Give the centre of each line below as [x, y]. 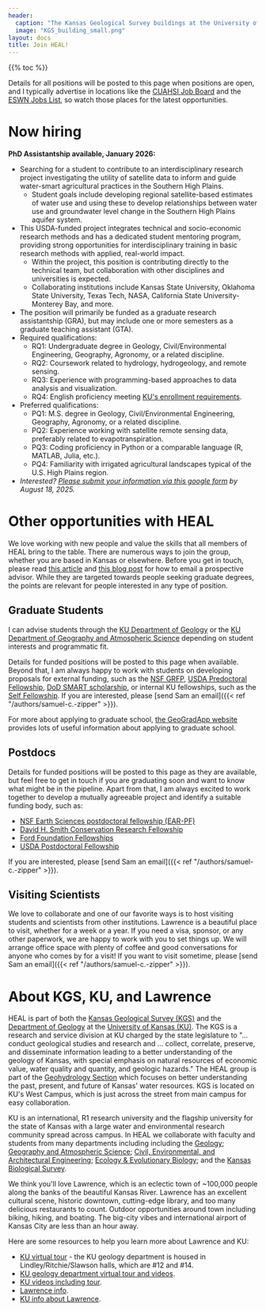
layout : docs [30, 38]
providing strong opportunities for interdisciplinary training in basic [128, 245]
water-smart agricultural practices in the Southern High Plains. [122, 186]
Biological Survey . [38, 1169]
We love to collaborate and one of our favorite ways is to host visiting [121, 914]
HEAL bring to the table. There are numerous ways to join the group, [120, 552]
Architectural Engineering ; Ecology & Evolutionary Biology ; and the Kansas [130, 1160]
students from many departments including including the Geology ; [116, 1144]
